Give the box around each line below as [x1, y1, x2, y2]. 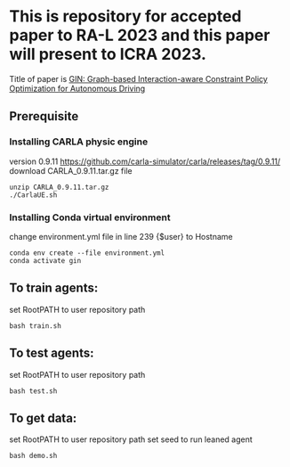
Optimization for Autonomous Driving [9, 83, 146, 94]
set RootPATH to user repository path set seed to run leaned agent [9, 434, 254, 445]
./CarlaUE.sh [9, 190, 58, 200]
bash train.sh [9, 321, 62, 331]
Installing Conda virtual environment [9, 211, 171, 224]
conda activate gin [9, 256, 82, 265]
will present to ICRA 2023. [9, 45, 207, 64]
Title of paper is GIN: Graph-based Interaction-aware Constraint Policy [9, 73, 269, 84]
